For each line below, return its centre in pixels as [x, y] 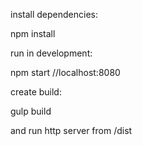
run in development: [51, 53]
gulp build [31, 111]
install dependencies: [54, 14]
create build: [36, 92]
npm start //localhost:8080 [65, 72]
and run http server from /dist [71, 130]
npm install [33, 33]
